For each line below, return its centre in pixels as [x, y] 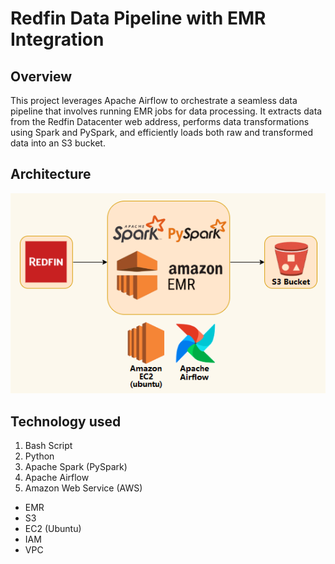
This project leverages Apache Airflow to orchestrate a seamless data [154, 100]
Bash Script [48, 446]
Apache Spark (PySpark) [76, 467]
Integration [57, 39]
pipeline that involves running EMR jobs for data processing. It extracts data [166, 111]
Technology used [66, 421]
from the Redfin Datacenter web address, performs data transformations [160, 121]
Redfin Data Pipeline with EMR [138, 18]
